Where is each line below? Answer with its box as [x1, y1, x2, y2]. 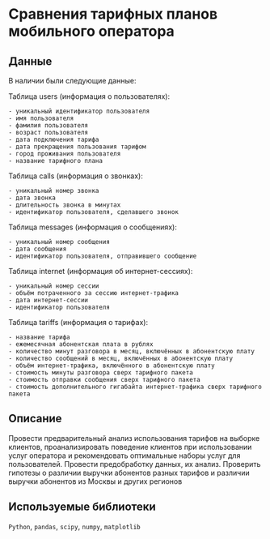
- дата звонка [8, 194, 57, 202]
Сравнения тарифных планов [8, 5, 218, 24]
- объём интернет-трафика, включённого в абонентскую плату [8, 361, 216, 370]
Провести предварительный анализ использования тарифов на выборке [8, 433, 260, 443]
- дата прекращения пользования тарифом [8, 143, 147, 151]
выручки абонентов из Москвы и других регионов [8, 476, 183, 486]
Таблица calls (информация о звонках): [8, 171, 143, 181]
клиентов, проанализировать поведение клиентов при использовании [8, 442, 252, 451]
